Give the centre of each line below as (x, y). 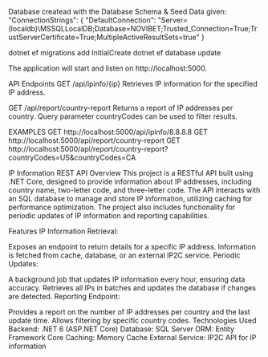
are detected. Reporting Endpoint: (64, 296)
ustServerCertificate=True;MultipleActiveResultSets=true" (104, 37)
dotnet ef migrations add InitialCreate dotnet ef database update (115, 53)
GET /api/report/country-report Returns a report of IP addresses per (121, 108)
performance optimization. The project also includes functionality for (122, 207)
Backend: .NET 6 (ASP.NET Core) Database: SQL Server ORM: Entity (122, 329)
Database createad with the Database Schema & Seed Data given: (118, 12)
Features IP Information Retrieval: (63, 231)
